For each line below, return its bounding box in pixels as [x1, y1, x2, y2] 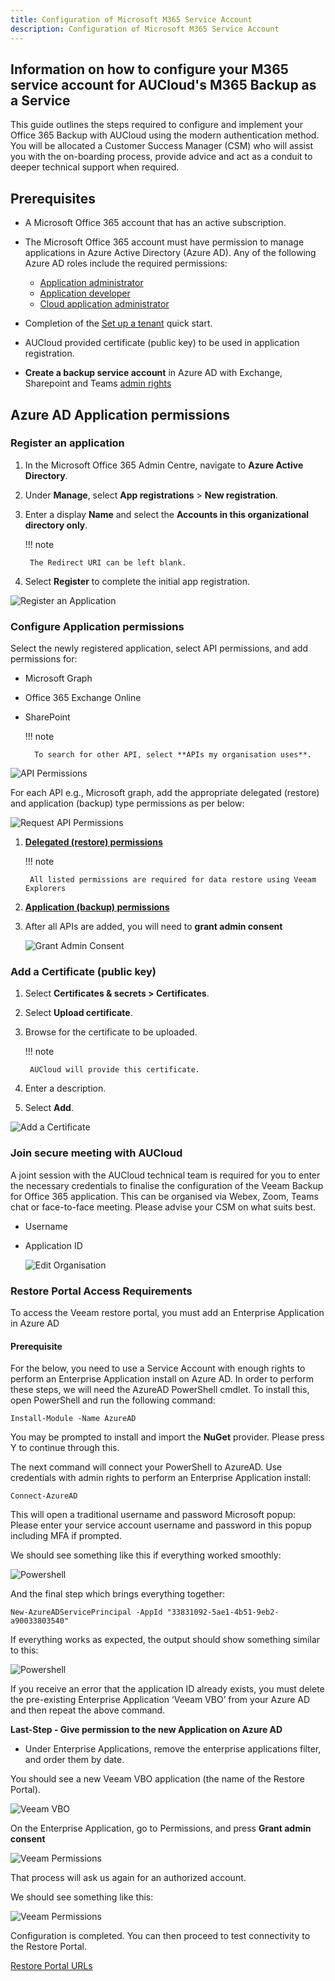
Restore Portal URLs [10, 1960, 93, 1972]
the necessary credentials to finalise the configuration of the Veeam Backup [10, 1179, 324, 1191]
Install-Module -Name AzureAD [10, 1414, 137, 1424]
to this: [10, 1644, 39, 1656]
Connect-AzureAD [10, 1491, 78, 1501]
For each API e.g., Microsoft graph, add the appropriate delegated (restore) [10, 787, 320, 799]
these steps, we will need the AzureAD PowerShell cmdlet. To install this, [10, 1384, 310, 1396]
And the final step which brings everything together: [10, 1588, 225, 1600]
